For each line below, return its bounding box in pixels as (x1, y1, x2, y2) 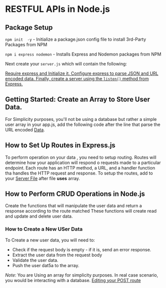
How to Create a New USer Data (5, 226, 83, 232)
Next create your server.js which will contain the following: (5, 61, 127, 66)
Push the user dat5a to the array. (12, 262, 80, 268)
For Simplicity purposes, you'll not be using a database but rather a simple (5, 116, 157, 122)
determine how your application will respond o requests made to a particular (5, 160, 161, 166)
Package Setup (5, 23, 53, 32)
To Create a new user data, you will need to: (5, 237, 95, 243)
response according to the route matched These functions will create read (5, 208, 157, 214)
